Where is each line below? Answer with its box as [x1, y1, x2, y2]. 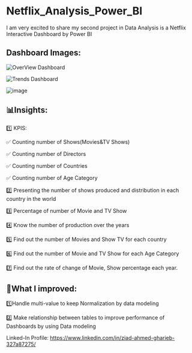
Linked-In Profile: [6, 334, 49, 342]
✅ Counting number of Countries [6, 162, 88, 169]
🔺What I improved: [6, 283, 77, 294]
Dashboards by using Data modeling [6, 322, 96, 330]
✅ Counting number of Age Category [6, 174, 98, 181]
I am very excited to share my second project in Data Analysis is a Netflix [6, 24, 186, 31]
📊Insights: [6, 105, 48, 115]
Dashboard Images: [6, 48, 81, 58]
